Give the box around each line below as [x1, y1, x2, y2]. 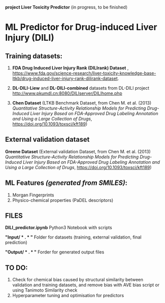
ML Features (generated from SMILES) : [5, 179, 127, 187]
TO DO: [5, 263, 28, 272]
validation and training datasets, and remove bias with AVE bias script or [12, 282, 160, 288]
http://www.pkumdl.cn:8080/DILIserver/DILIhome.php [12, 90, 123, 96]
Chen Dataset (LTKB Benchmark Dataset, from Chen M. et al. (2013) [12, 100, 152, 106]
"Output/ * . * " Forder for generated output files [5, 249, 105, 255]
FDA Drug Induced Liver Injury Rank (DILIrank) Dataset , [12, 65, 129, 71]
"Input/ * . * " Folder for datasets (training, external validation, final [5, 234, 142, 240]
